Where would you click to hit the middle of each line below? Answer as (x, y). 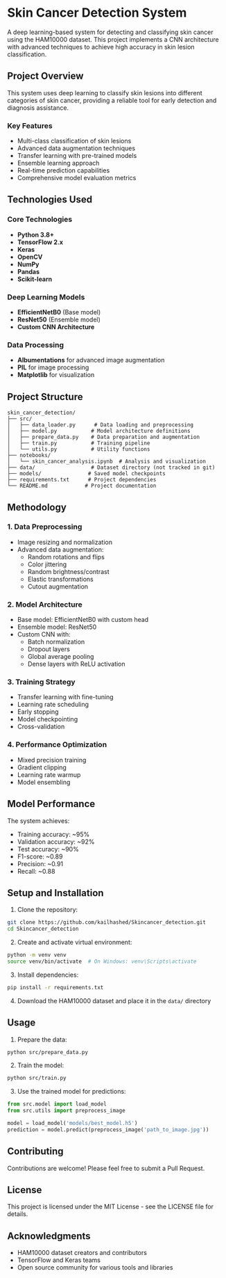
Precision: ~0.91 (40, 863)
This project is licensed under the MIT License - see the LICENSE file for (110, 1207)
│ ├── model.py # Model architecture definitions (99, 431)
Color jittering (47, 564)
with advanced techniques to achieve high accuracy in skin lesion (101, 47)
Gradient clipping (42, 767)
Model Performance (51, 804)
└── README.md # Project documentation (82, 486)
